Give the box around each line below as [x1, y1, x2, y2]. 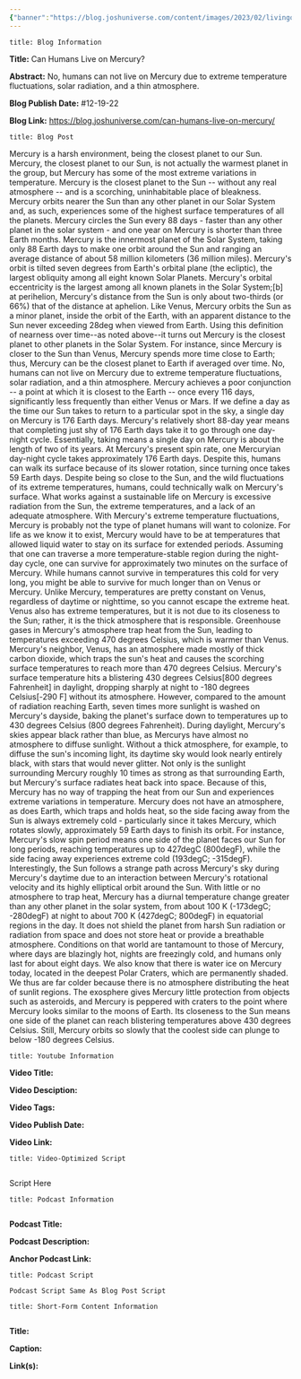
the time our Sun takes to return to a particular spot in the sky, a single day [9, 405, 285, 416]
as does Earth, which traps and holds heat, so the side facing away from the [9, 805, 290, 816]
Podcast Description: [9, 1236, 90, 1246]
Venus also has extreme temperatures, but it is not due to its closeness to [9, 605, 280, 616]
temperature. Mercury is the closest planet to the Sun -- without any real [9, 177, 278, 187]
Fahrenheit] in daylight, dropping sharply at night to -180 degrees [9, 681, 250, 692]
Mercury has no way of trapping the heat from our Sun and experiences [9, 786, 275, 797]
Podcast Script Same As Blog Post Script [9, 1286, 167, 1296]
